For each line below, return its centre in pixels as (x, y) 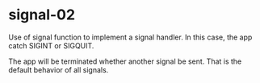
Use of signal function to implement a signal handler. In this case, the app (130, 37)
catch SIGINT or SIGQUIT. (51, 45)
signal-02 (42, 15)
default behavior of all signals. (59, 69)
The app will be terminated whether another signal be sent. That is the (125, 61)
